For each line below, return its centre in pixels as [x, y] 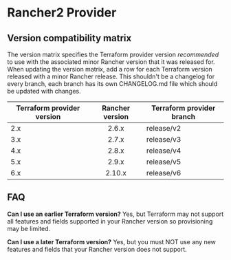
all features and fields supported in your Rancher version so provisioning [110, 221]
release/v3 [164, 139]
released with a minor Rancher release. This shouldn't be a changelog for [111, 76]
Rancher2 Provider [62, 13]
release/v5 [164, 162]
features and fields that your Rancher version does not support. [97, 249]
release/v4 [164, 151]
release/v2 [164, 128]
